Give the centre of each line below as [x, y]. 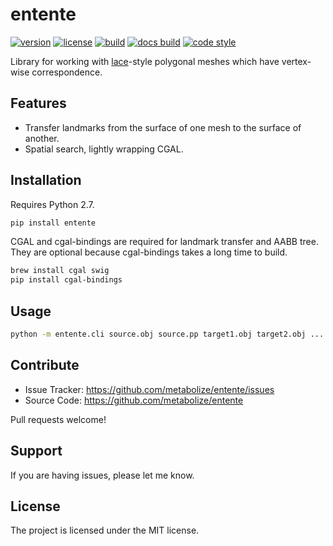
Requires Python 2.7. [52, 204]
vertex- [296, 61]
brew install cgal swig [60, 271]
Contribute [45, 365]
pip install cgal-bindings [66, 280]
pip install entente [53, 223]
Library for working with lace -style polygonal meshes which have [145, 61]
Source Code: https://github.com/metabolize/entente [134, 400]
